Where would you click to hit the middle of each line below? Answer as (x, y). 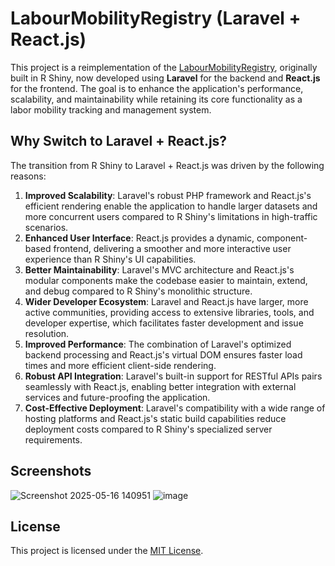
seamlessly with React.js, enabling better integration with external (160, 386)
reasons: (28, 176)
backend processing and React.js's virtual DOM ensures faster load (163, 354)
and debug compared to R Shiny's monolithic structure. (138, 291)
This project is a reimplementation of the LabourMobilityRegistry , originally (164, 67)
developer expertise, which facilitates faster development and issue (164, 323)
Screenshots (51, 471)
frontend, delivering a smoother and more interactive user (172, 248)
